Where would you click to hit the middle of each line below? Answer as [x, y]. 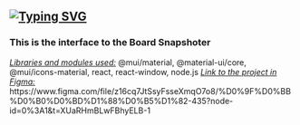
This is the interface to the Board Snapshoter [110, 43]
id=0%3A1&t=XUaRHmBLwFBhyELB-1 [80, 111]
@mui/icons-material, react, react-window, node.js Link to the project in [143, 72]
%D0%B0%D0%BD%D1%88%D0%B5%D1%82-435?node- [121, 101]
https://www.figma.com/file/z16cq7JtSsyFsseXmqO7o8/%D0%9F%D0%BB [150, 91]
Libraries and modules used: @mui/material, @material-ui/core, [128, 62]
